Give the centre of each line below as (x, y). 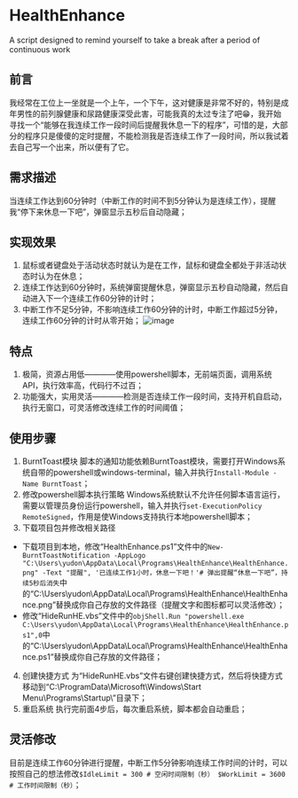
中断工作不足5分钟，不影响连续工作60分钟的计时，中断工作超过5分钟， (152, 309)
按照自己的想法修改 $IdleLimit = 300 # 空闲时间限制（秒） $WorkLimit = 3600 (147, 773)
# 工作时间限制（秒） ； (45, 785)
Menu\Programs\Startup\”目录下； (85, 698)
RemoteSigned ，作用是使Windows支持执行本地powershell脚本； (137, 516)
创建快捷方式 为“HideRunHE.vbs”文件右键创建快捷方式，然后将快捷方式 (152, 676)
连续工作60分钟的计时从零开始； (82, 321)
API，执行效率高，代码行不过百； (83, 386)
